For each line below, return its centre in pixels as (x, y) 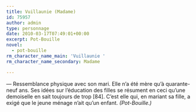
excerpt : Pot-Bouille (33, 39)
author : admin (24, 23)
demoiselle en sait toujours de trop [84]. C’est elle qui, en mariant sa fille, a (98, 97)
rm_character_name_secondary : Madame (53, 61)
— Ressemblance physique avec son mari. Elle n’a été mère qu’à (85, 83)
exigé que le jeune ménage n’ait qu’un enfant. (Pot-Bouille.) (79, 102)
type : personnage (28, 28)
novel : (14, 45)
